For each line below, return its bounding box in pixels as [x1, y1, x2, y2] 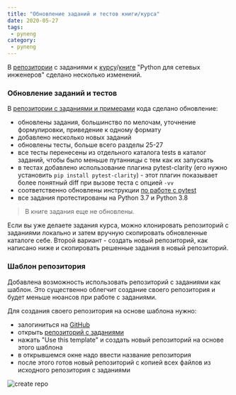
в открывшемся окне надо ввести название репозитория [17, 350, 191, 359]
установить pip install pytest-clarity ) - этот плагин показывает [17, 171, 218, 180]
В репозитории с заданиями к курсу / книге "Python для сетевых [7, 63, 201, 71]
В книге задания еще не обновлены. [24, 207, 135, 216]
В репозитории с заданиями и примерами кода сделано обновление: [7, 104, 218, 113]
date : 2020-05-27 [7, 17, 59, 24]
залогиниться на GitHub [17, 320, 91, 329]
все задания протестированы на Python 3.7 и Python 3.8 [17, 193, 189, 202]
